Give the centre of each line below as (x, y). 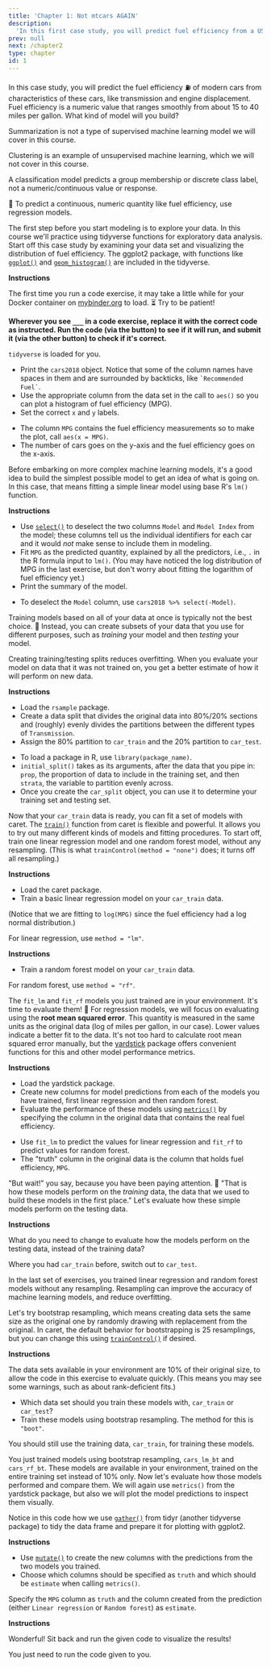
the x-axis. (38, 453)
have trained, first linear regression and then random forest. (119, 1100)
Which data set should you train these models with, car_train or (127, 1402)
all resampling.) (34, 858)
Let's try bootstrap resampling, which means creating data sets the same (130, 1312)
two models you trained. (60, 1566)
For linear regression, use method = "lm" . (76, 938)
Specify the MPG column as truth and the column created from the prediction (135, 1598)
